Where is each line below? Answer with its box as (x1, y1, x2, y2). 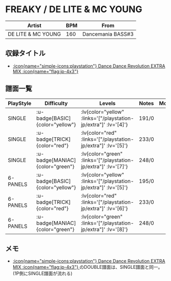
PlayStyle (8, 100, 32, 107)
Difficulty (44, 100, 68, 107)
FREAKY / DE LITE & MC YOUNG (5, 4, 142, 15)
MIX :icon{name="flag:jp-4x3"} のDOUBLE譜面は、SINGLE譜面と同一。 (12, 264, 163, 270)
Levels (99, 100, 116, 107)
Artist (27, 22, 42, 29)
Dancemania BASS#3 (82, 30, 134, 38)
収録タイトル (5, 49, 46, 58)
